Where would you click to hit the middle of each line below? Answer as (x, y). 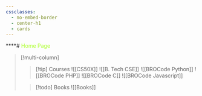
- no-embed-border (34, 18)
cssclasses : (21, 12)
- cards (21, 29)
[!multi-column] (40, 57)
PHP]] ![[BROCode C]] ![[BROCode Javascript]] (124, 75)
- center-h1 (26, 23)
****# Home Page (28, 46)
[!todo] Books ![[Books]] (66, 88)
